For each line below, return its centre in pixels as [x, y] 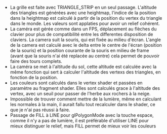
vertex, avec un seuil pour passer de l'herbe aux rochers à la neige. [80, 94]
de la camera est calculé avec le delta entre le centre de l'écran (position [86, 45]
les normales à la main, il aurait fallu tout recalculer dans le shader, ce [82, 104]
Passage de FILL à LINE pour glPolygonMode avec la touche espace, [82, 115]
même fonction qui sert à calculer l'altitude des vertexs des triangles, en [85, 72]
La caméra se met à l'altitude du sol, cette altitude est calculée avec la [83, 66]
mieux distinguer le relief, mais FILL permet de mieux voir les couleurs [83, 126]
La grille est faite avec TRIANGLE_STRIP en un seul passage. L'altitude [83, 7]
